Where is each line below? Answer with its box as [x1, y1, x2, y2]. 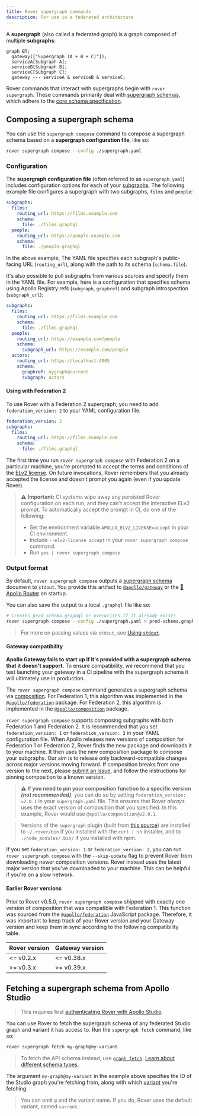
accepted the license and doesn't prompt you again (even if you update [6, 475, 181, 483]
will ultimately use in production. [6, 675, 85, 682]
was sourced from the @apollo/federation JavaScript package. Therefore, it [6, 911, 192, 918]
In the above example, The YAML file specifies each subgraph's [6, 255, 162, 262]
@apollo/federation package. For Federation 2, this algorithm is [6, 699, 162, 706]
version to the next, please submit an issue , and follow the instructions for [6, 767, 187, 775]
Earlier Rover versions [6, 884, 62, 892]
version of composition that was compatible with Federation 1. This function [6, 904, 191, 911]
